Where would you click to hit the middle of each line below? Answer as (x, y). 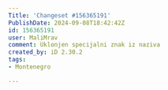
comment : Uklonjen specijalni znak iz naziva (84, 45)
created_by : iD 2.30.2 (45, 52)
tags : (17, 60)
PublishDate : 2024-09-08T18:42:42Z (67, 23)
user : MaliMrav (33, 37)
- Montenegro (30, 67)
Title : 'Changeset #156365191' (60, 15)
